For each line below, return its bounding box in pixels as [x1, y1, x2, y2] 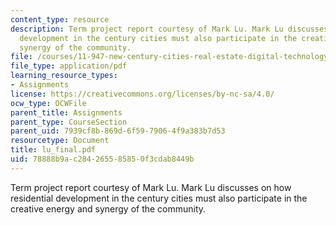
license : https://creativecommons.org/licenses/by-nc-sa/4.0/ [10, 89, 275, 99]
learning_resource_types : [10, 71, 118, 81]
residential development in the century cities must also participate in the [10, 192, 308, 204]
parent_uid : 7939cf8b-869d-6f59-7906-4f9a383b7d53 [10, 126, 226, 136]
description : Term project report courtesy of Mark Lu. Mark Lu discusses [10, 24, 329, 34]
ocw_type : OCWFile [10, 98, 87, 108]
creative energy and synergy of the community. [10, 202, 207, 215]
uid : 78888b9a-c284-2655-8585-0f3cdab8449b [10, 154, 195, 164]
